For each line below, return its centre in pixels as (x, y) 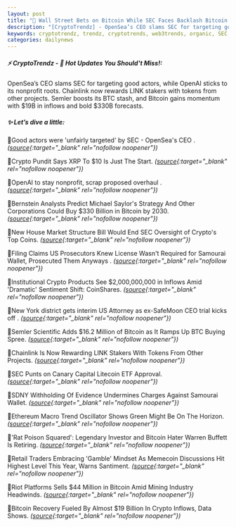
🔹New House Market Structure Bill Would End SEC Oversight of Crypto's (112, 232)
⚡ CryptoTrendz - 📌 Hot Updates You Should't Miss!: (85, 63)
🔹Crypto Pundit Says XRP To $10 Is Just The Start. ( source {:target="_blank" (117, 161)
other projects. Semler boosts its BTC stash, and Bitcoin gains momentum (114, 99)
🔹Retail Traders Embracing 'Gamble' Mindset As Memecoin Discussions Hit (116, 459)
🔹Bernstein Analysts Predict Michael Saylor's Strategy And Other (101, 204)
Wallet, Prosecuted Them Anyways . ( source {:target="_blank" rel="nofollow (117, 261)
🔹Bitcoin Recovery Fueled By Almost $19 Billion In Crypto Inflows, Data (110, 509)
